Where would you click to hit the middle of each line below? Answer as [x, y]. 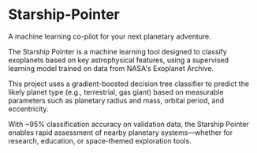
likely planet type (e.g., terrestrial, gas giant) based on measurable [116, 91]
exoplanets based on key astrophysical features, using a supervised [119, 60]
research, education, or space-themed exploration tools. [100, 140]
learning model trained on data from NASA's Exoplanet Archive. [111, 68]
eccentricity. [28, 109]
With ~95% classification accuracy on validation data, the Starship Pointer [129, 124]
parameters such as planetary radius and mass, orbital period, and [116, 100]
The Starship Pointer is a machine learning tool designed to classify [117, 51]
